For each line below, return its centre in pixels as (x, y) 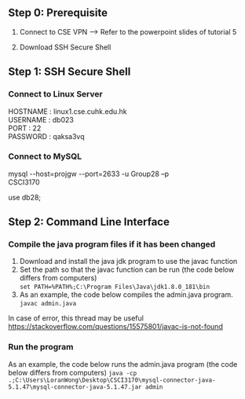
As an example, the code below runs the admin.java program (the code (123, 364)
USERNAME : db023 (41, 119)
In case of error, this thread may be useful (76, 318)
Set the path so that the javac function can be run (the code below (127, 269)
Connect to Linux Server (56, 94)
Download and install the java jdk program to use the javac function (128, 262)
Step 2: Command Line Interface (89, 222)
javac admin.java (48, 304)
